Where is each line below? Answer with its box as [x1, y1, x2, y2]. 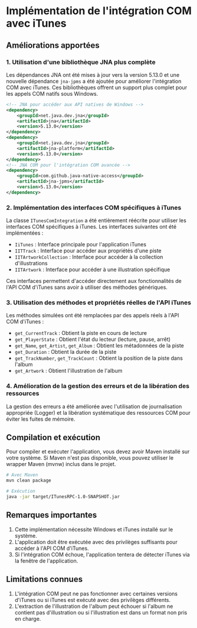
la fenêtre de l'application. [14, 557, 78, 564]
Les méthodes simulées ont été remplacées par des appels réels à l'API [6, 312, 179, 319]
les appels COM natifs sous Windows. [6, 90, 98, 97]
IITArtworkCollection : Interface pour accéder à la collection [14, 253, 163, 261]
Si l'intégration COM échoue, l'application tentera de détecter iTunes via [14, 551, 190, 558]
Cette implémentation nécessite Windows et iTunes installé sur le [14, 526, 173, 533]
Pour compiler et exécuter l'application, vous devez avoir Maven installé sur [6, 448, 190, 455]
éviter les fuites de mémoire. [6, 415, 75, 422]
